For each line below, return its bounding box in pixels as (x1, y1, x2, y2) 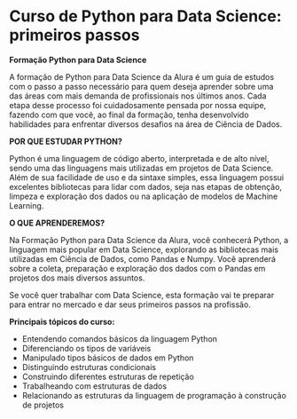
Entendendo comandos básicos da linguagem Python (21, 333, 218, 344)
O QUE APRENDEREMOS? (9, 217, 106, 228)
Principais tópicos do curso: (9, 316, 115, 327)
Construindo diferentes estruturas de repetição (21, 371, 195, 382)
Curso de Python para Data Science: (9, 6, 282, 27)
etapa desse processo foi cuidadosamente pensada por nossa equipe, (9, 99, 267, 110)
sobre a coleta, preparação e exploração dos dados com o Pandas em (9, 263, 266, 273)
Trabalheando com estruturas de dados (21, 380, 167, 391)
